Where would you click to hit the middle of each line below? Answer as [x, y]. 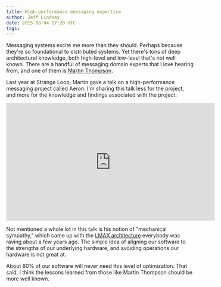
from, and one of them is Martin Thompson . [60, 71]
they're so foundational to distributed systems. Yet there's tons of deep [94, 52]
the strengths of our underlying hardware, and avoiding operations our [93, 248]
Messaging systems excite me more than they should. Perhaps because [94, 45]
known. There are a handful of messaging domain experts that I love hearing [100, 64]
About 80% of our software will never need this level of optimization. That [97, 266]
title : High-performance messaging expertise [63, 12]
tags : [13, 28]
